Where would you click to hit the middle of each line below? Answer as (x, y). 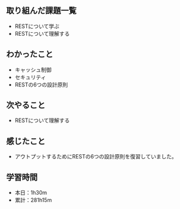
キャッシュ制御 (33, 70)
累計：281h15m (33, 200)
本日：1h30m (31, 193)
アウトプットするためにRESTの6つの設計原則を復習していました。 (96, 157)
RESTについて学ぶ (37, 26)
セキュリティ (30, 77)
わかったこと (30, 54)
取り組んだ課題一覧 (41, 11)
